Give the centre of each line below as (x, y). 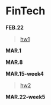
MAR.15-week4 (25, 73)
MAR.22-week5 (26, 97)
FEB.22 (15, 27)
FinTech (26, 11)
